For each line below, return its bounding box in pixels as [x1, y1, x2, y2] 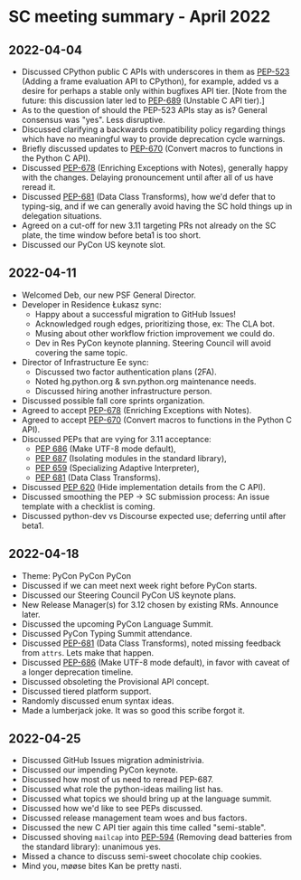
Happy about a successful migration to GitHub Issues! [34, 308, 237, 319]
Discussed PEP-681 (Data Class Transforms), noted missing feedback [21, 638, 281, 648]
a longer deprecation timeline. [21, 667, 134, 677]
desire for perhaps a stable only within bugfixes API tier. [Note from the [21, 86, 287, 96]
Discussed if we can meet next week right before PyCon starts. [21, 580, 258, 591]
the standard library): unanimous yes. [21, 841, 162, 852]
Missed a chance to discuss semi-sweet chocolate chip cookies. [21, 851, 263, 862]
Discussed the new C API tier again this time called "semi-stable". [21, 822, 267, 833]
